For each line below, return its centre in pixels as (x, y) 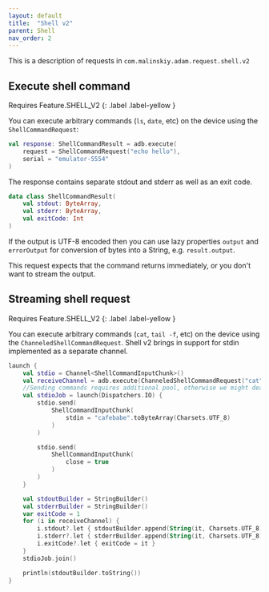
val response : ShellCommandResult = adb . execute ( (93, 144)
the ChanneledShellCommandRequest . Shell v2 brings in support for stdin (124, 342)
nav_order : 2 (30, 38)
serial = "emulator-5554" (66, 159)
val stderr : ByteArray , (62, 211)
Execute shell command (69, 86)
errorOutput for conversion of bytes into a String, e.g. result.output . (122, 250)
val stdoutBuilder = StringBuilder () (86, 499)
